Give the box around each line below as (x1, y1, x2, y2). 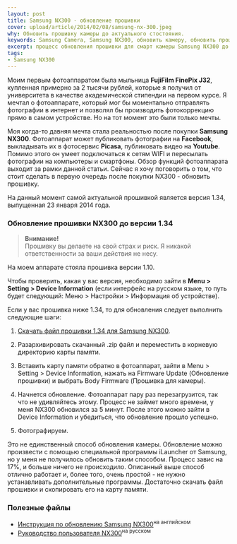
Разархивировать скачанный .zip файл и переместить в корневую (17, 341, 218, 349)
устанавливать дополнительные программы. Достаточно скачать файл (7, 478, 224, 486)
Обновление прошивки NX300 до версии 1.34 (7, 218, 174, 228)
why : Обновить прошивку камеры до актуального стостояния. (7, 30, 185, 37)
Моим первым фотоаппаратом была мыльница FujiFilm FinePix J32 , (7, 76, 213, 84)
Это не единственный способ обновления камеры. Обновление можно (7, 440, 223, 449)
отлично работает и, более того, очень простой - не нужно (7, 471, 186, 479)
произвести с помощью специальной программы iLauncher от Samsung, (7, 448, 227, 456)
